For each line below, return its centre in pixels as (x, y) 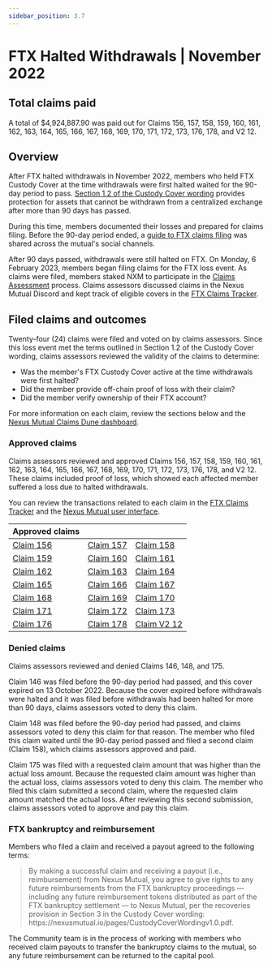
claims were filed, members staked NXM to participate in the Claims (122, 277)
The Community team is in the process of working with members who (125, 939)
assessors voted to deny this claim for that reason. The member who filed (132, 732)
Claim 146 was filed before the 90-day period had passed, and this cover (131, 682)
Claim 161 (155, 558)
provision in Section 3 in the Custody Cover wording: (117, 914)
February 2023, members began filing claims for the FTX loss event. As (128, 268)
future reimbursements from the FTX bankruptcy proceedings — (136, 888)
